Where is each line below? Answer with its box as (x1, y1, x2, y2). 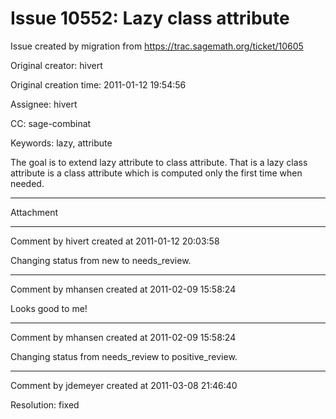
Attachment (10, 206, 59, 218)
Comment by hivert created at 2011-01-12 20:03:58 (10, 235, 220, 247)
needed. (10, 177, 45, 189)
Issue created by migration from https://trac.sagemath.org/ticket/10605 (10, 40, 304, 52)
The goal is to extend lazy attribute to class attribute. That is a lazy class (10, 156, 308, 168)
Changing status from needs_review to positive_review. (10, 350, 238, 362)
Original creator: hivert (10, 59, 103, 71)
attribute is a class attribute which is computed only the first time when (10, 167, 303, 179)
